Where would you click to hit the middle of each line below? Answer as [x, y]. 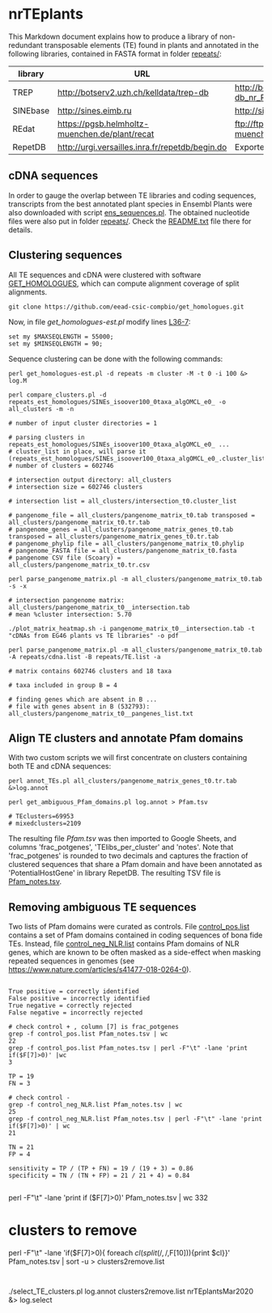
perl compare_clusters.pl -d [57, 395]
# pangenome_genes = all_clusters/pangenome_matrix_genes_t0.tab [121, 529]
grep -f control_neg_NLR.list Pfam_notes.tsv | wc [96, 1105]
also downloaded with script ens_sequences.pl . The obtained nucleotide [129, 212]
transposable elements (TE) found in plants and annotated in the [151, 45]
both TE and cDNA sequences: [60, 767]
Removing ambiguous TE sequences [102, 907]
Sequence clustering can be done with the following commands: [116, 359]
